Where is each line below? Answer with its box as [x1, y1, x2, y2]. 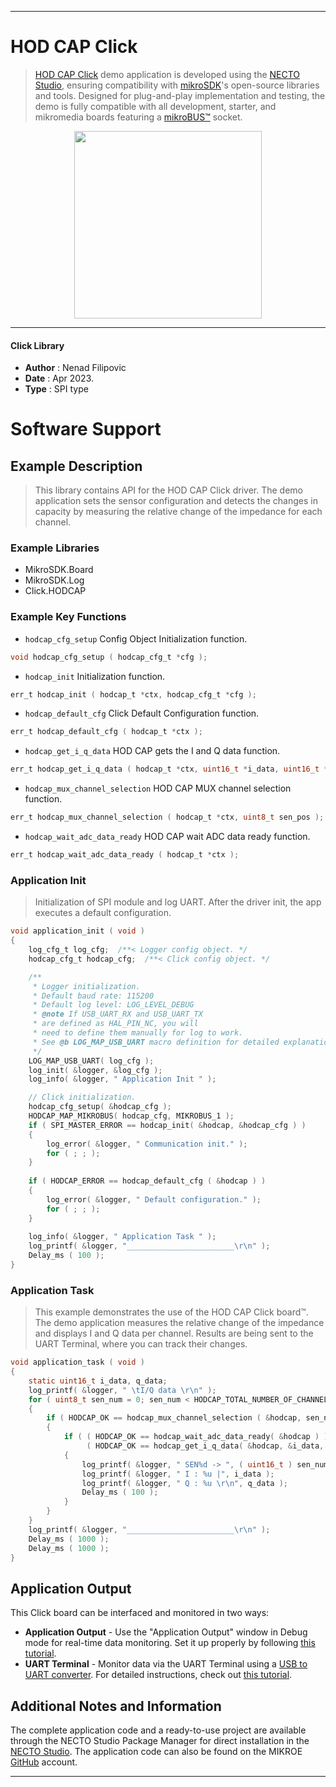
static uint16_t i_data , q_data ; [28, 1376, 168, 1386]
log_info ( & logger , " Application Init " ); [28, 1074, 217, 1085]
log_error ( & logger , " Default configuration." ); [46, 1194, 262, 1205]
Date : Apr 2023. [24, 372, 94, 385]
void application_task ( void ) [10, 1357, 145, 1368]
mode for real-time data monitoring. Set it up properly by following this [24, 1637, 316, 1649]
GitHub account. [10, 1756, 78, 1768]
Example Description [10, 457, 143, 475]
